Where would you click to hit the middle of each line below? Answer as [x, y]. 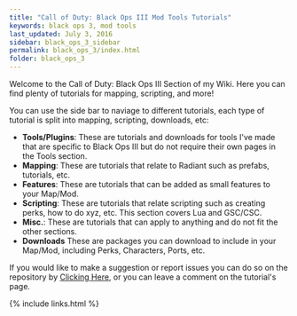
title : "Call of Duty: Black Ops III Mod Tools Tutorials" [121, 17]
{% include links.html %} [54, 304]
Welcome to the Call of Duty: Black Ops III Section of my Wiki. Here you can [147, 84]
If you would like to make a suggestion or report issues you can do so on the [148, 268]
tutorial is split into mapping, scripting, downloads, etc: [109, 120]
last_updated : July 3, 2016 [61, 34]
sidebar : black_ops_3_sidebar [65, 42]
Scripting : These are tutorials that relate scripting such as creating [144, 203]
